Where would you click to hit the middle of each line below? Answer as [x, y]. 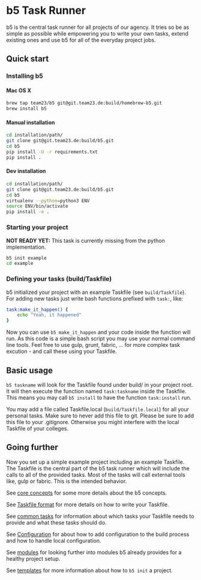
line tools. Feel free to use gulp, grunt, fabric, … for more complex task [93, 345]
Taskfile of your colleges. [37, 429]
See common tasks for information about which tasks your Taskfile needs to [100, 516]
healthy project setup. [33, 558]
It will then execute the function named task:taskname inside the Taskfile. [96, 391]
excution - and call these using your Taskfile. [61, 351]
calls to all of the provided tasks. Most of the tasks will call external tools [96, 475]
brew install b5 [26, 109]
